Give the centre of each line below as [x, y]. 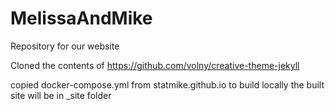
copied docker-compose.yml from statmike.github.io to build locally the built [167, 84]
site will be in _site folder [61, 95]
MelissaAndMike [81, 18]
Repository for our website [65, 46]
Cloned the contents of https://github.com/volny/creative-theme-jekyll [155, 65]
